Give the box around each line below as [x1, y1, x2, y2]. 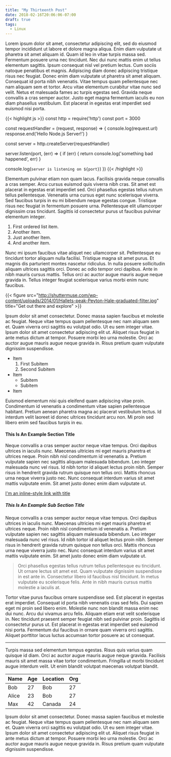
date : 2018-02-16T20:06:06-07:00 [5, 12, 76, 17]
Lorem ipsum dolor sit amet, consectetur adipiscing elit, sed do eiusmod [5, 40, 157, 46]
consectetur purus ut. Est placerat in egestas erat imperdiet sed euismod [5, 621, 158, 628]
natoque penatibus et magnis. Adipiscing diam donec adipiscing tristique [5, 67, 158, 74]
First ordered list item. [12, 224, 59, 230]
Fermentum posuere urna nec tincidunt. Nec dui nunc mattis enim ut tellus [5, 57, 161, 63]
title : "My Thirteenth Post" [5, 7, 67, 13]
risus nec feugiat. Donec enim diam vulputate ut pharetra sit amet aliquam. [5, 73, 162, 79]
